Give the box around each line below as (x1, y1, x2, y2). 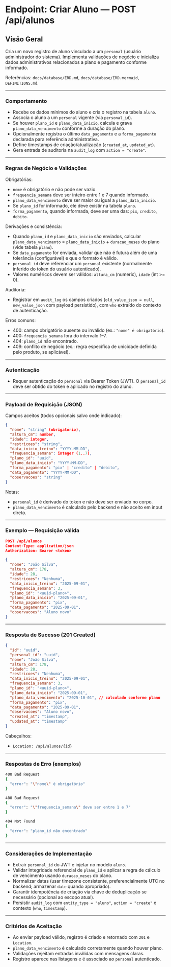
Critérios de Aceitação (5, 923, 62, 930)
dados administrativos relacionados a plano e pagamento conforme (5, 59, 147, 65)
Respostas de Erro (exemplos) (5, 760, 81, 767)
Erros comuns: (5, 317, 36, 323)
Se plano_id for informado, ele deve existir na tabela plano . (12, 202, 136, 209)
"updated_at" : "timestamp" (10, 719, 67, 724)
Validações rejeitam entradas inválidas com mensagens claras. (12, 951, 145, 957)
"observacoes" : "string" (10, 474, 63, 480)
